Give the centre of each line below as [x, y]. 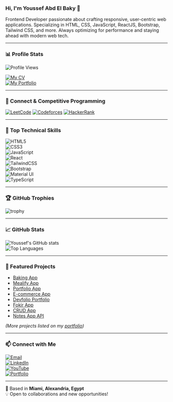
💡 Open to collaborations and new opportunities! [57, 394]
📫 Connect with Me [31, 344]
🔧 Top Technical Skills [33, 130]
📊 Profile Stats [24, 54]
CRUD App [24, 310]
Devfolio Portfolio [31, 300]
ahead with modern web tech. [37, 36]
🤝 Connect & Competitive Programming [55, 101]
